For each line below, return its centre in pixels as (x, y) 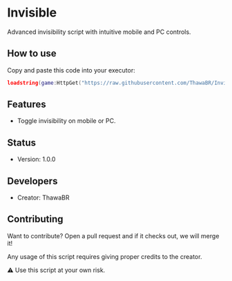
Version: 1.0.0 (36, 159)
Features (27, 105)
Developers (32, 181)
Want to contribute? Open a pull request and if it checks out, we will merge (113, 235)
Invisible (32, 13)
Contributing (35, 219)
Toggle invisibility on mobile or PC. (66, 121)
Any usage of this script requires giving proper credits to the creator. (105, 256)
